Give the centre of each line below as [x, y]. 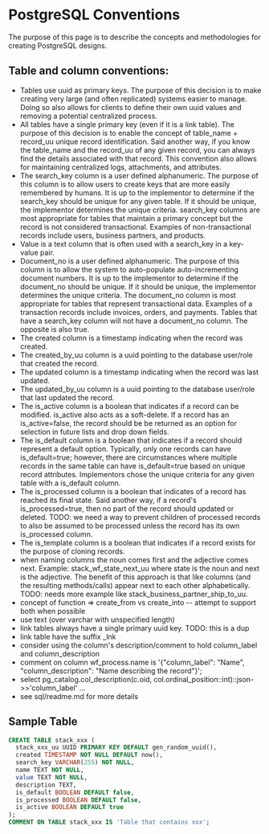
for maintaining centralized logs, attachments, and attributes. [121, 167]
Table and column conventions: [89, 71]
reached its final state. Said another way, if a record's [108, 500]
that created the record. [59, 363]
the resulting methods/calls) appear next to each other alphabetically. [135, 585]
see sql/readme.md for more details [79, 696]
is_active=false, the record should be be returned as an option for [128, 423]
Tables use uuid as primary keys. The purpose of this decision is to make [141, 90]
